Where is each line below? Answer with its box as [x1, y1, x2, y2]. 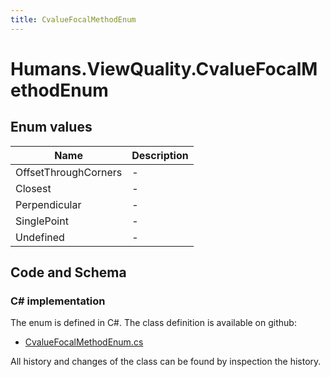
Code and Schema [10, 264, 127, 281]
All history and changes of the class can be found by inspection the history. [10, 356, 322, 368]
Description [131, 148, 189, 162]
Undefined [15, 230, 65, 244]
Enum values [10, 119, 93, 136]
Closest [15, 181, 52, 195]
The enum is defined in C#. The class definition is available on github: [10, 317, 297, 329]
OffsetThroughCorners [15, 165, 123, 179]
